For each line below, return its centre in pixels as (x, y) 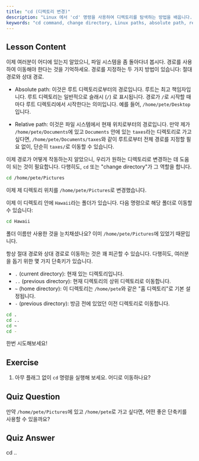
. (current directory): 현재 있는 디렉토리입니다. (69, 274)
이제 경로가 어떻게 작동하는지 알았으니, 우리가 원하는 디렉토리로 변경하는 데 (92, 159)
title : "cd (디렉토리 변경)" (38, 12)
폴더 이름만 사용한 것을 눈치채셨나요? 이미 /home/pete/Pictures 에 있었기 (90, 233)
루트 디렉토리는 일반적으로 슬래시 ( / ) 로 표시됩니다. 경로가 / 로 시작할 (106, 97)
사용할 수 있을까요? (28, 419)
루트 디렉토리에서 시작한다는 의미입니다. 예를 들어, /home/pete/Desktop (108, 104)
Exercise (23, 363)
